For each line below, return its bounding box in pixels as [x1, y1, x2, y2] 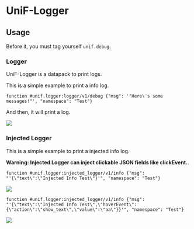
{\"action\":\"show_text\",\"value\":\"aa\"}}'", [6, 206, 130, 213]
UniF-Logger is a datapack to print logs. [6, 71, 102, 78]
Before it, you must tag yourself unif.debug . [6, 43, 111, 50]
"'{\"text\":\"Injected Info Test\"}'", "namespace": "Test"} [6, 175, 161, 181]
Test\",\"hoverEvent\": [79, 202, 137, 207]
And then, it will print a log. [6, 109, 71, 116]
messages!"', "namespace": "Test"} [6, 98, 93, 105]
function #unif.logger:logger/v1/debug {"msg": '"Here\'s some [6, 93, 164, 99]
